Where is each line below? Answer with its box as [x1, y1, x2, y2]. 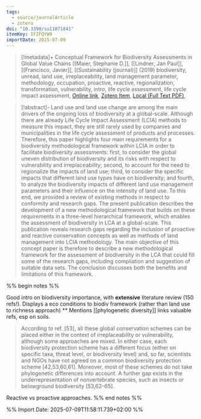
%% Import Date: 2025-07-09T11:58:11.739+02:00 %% [6, 406, 143, 413]
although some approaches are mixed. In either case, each [20, 337, 167, 345]
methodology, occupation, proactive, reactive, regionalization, [20, 79, 175, 86]
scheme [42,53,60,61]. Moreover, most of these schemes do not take [20, 363, 193, 370]
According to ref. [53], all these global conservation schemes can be [20, 325, 191, 332]
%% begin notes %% [6, 282, 60, 289]
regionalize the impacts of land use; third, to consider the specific [20, 168, 184, 175]
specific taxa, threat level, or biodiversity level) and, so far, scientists [20, 351, 191, 357]
